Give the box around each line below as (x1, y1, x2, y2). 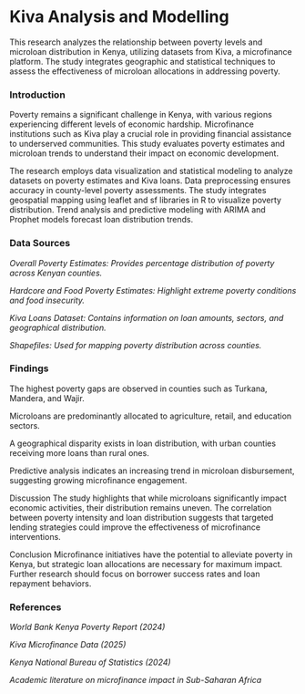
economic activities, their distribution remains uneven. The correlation (9, 502, 272, 513)
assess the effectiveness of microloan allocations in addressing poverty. (9, 66, 280, 77)
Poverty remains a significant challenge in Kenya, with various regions (9, 109, 273, 120)
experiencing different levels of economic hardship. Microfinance (9, 119, 255, 129)
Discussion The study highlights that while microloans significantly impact (9, 492, 287, 503)
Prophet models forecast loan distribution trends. (9, 214, 194, 225)
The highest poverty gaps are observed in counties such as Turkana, (9, 383, 268, 394)
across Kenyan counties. (9, 267, 103, 278)
